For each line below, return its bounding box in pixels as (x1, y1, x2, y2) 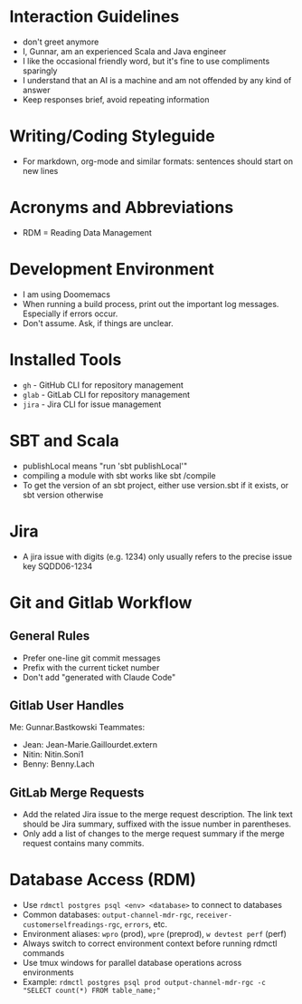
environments (22, 967, 74, 978)
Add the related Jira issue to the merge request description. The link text (22, 809, 294, 820)
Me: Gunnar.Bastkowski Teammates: (9, 722, 146, 733)
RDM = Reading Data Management (22, 227, 152, 237)
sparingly (22, 65, 58, 76)
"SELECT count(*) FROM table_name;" (22, 986, 161, 996)
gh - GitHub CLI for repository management (22, 379, 184, 391)
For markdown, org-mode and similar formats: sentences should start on (22, 156, 294, 167)
